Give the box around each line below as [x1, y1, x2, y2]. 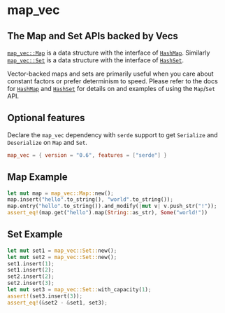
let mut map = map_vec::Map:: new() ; [7, 190, 114, 197]
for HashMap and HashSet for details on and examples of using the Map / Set [7, 85, 215, 92]
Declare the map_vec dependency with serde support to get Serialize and [7, 130, 218, 139]
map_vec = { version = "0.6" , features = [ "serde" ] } [7, 151, 168, 159]
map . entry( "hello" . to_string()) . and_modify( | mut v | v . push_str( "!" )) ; [7, 202, 217, 210]
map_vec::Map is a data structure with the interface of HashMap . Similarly [7, 48, 210, 57]
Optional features [7, 112, 85, 124]
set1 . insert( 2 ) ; [7, 267, 55, 274]
